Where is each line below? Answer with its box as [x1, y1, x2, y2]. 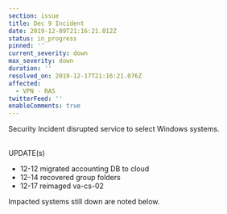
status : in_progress [8, 34, 78, 43]
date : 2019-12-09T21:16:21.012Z [8, 27, 117, 35]
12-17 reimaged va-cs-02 [19, 181, 105, 191]
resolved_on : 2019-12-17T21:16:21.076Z [8, 72, 142, 80]
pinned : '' [8, 42, 45, 50]
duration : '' [8, 65, 52, 73]
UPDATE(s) [8, 149, 46, 158]
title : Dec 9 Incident [8, 19, 85, 27]
